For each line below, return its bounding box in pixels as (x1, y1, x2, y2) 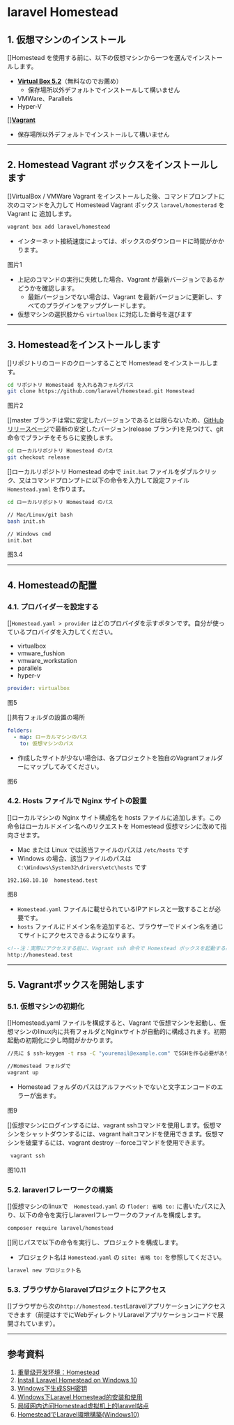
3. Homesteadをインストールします (7, 339, 161, 351)
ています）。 (25, 1319, 59, 1328)
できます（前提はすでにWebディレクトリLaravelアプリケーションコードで (7, 1311, 218, 1319)
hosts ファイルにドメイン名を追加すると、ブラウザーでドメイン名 (17, 922, 205, 931)
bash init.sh (7, 517, 45, 525)
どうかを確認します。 (17, 284, 79, 292)
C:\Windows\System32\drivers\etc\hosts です (17, 862, 148, 871)
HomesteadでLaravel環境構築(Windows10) (17, 1410, 140, 1419)
